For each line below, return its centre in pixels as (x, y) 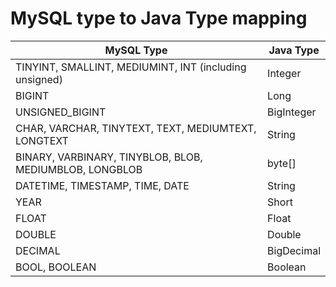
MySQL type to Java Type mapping (159, 18)
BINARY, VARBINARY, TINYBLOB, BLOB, (109, 157)
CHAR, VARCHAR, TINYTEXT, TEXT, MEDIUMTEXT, (136, 128)
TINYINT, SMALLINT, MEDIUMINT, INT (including (131, 67)
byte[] (282, 163)
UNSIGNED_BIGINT (61, 112)
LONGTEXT (42, 140)
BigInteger (292, 112)
